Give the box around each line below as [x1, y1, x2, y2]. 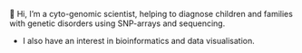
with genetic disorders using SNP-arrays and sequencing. [9, 18, 226, 29]
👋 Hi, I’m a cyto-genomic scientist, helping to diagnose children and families [9, 9, 293, 19]
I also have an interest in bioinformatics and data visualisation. [22, 36, 256, 46]
